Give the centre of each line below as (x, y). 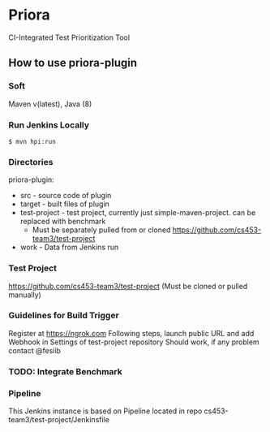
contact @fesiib (34, 350)
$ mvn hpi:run (32, 141)
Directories (31, 162)
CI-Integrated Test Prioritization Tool (69, 37)
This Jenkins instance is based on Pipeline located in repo (105, 411)
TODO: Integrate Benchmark (66, 371)
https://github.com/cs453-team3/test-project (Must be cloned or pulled (128, 286)
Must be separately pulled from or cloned (101, 230)
